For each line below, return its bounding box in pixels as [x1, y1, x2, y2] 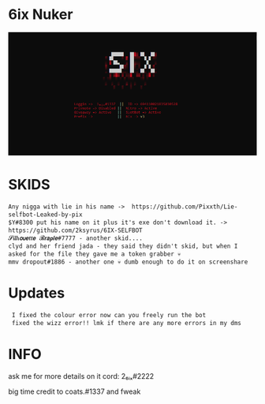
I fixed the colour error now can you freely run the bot [11, 311, 207, 319]
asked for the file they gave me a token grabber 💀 [8, 250, 181, 258]
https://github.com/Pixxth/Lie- [131, 203, 238, 211]
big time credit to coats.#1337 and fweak [8, 387, 141, 396]
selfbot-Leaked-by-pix [8, 211, 83, 219]
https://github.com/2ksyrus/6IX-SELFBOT [8, 226, 144, 234]
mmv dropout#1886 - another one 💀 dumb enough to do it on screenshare [8, 258, 248, 266]
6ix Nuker [8, 6, 73, 24]
